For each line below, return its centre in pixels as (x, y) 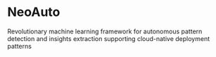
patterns (19, 46)
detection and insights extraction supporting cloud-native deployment (108, 38)
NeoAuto (34, 12)
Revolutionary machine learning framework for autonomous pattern (105, 31)
